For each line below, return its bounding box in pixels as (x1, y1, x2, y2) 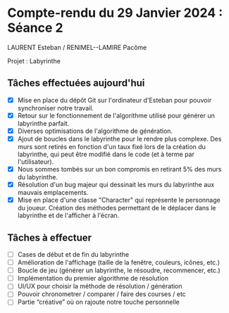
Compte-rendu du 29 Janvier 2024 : (7, 5, 223, 21)
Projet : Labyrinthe (7, 56, 61, 65)
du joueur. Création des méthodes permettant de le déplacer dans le (17, 204, 216, 212)
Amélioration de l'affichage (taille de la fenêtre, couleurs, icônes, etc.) (17, 258, 221, 267)
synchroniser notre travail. (17, 103, 94, 112)
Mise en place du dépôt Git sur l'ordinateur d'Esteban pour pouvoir (17, 96, 212, 104)
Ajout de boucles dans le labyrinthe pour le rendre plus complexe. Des (17, 134, 222, 143)
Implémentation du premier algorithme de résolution (17, 274, 169, 283)
